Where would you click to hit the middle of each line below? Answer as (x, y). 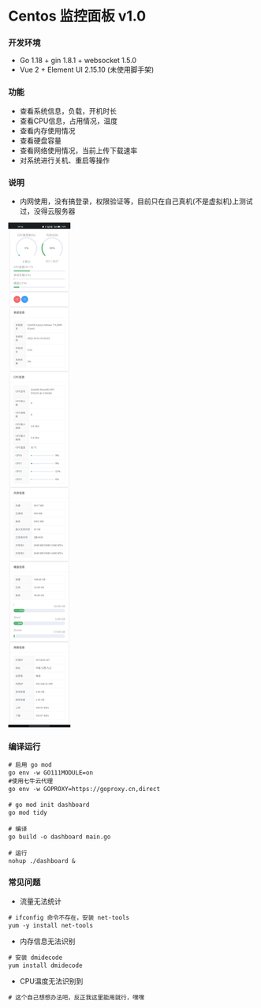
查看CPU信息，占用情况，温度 (69, 121)
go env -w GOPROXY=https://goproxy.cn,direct (84, 790)
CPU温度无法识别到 (51, 981)
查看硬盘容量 (40, 140)
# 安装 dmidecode (35, 958)
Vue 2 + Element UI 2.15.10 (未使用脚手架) (87, 70)
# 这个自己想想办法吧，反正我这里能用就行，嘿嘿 (76, 997)
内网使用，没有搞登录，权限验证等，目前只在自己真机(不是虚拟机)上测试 (136, 201)
